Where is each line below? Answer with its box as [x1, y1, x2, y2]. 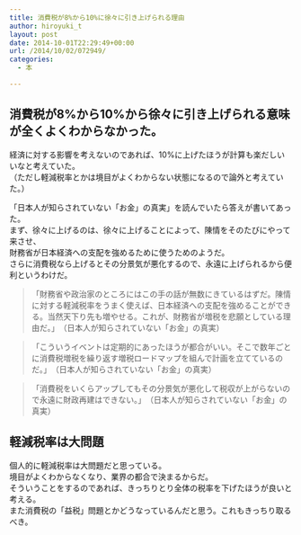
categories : [9, 55, 54, 64]
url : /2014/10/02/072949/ [9, 47, 106, 56]
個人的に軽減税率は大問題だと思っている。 [9, 459, 167, 470]
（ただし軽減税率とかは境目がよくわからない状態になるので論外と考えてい [9, 172, 285, 183]
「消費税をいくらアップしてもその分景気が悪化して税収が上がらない [31, 383, 283, 394]
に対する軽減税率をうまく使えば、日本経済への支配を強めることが [31, 299, 276, 310]
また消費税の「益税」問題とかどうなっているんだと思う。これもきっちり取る [9, 504, 292, 515]
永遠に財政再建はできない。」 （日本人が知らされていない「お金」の [39, 394, 288, 405]
